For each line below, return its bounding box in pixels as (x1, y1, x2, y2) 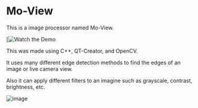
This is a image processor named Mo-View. (6, 24, 114, 31)
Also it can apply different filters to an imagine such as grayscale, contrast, (6, 77, 193, 84)
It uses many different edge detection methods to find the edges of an (6, 59, 181, 66)
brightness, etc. (6, 83, 45, 91)
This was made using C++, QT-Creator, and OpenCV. (6, 47, 138, 55)
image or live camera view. (6, 65, 73, 73)
